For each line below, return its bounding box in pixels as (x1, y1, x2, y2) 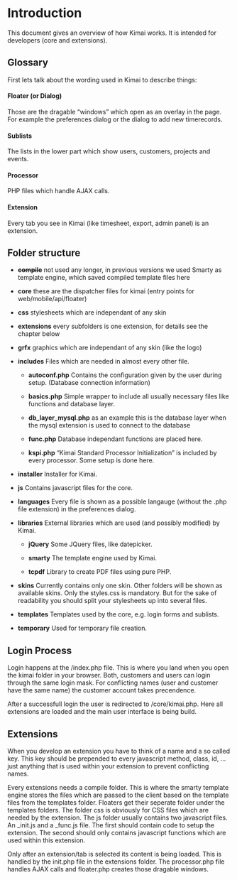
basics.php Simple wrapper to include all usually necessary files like (28, 392, 229, 401)
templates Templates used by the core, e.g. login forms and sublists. (17, 610, 219, 619)
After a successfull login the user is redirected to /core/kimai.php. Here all (7, 700, 224, 708)
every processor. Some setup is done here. (28, 456, 155, 465)
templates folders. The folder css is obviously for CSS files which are (7, 806, 209, 814)
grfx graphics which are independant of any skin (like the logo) (17, 343, 202, 352)
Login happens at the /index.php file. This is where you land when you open (7, 663, 229, 672)
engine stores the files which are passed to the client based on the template (7, 791, 229, 799)
